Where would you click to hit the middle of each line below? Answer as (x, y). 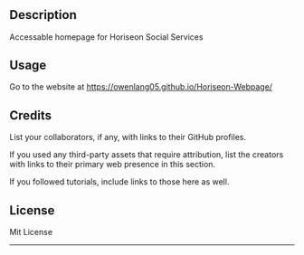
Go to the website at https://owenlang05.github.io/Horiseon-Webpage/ (141, 87)
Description (43, 15)
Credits (31, 115)
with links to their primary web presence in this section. (112, 165)
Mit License (31, 232)
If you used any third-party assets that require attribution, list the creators (147, 155)
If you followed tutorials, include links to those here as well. (119, 182)
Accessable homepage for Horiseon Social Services (106, 37)
